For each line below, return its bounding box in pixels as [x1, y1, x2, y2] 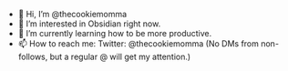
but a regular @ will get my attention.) [49, 51, 191, 62]
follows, [17, 51, 48, 62]
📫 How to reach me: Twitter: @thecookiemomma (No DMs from [17, 38, 260, 49]
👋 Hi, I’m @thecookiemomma [17, 9, 128, 19]
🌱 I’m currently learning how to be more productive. [17, 28, 212, 38]
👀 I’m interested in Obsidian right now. [17, 18, 161, 29]
